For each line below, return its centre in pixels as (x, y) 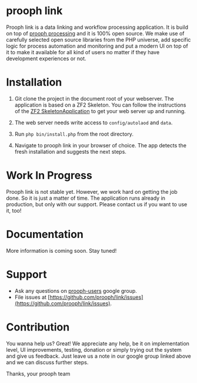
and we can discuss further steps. (47, 362)
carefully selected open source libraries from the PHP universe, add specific (98, 39)
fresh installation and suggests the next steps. (70, 151)
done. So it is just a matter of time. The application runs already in (86, 198)
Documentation (45, 235)
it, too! (14, 210)
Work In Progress (49, 176)
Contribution (38, 327)
